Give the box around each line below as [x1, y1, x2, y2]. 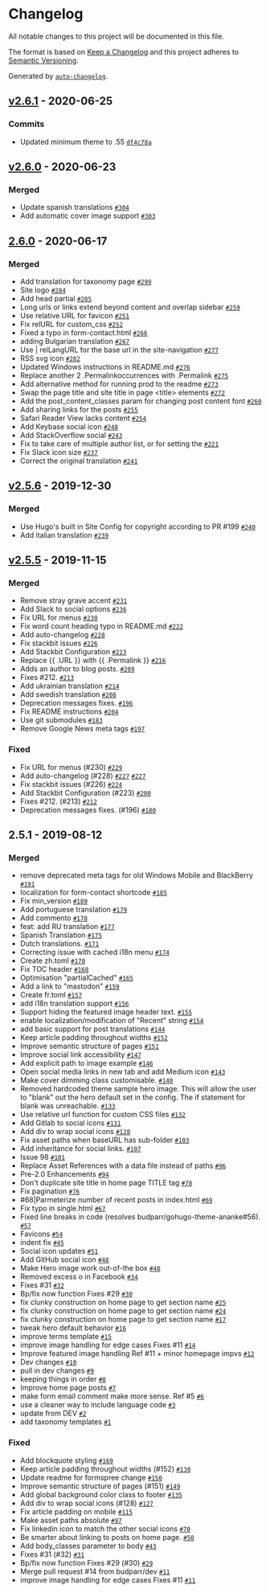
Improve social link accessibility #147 [19, 1050, 142, 1059]
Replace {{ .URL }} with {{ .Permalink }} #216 [19, 656, 166, 665]
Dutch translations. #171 [19, 939, 100, 948]
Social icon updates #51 [19, 1247, 99, 1256]
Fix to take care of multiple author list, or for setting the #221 [19, 439, 219, 448]
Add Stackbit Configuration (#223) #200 [19, 788, 151, 797]
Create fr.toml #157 [19, 990, 83, 1000]
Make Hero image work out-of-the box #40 [19, 1263, 161, 1273]
